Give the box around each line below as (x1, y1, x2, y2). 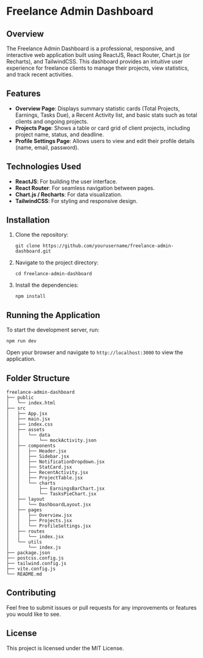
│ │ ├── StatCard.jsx (6, 464, 72, 470)
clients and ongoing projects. (15, 117, 88, 125)
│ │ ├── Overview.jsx (6, 512, 72, 519)
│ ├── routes (6, 528, 45, 534)
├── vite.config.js (6, 566, 56, 572)
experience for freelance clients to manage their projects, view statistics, (6, 64, 189, 72)
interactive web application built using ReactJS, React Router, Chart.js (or (6, 51, 190, 59)
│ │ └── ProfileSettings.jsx (6, 523, 91, 530)
